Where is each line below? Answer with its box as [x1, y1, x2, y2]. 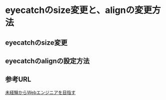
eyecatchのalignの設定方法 [5, 57, 90, 65]
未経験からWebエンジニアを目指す [5, 89, 76, 95]
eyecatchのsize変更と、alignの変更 [5, 4, 152, 16]
